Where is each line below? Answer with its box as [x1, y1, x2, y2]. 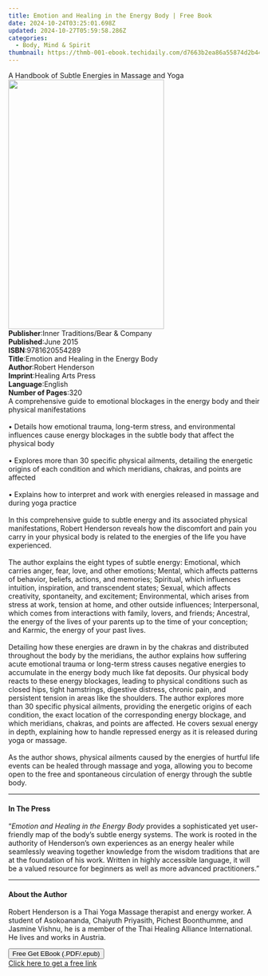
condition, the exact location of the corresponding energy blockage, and [8, 710, 246, 719]
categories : [8, 34, 48, 42]
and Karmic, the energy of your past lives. [8, 626, 146, 634]
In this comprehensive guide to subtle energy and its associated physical [8, 516, 248, 524]
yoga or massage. [8, 736, 68, 745]
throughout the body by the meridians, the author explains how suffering [8, 651, 247, 660]
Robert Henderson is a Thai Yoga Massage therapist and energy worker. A [8, 907, 253, 917]
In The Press [8, 804, 51, 813]
